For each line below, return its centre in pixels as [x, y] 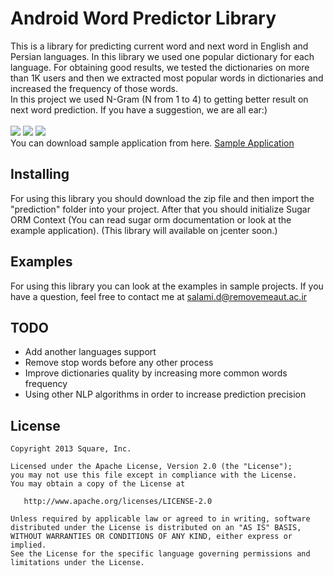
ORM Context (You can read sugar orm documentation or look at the [151, 219]
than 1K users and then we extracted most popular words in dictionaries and [167, 78]
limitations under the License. [77, 563]
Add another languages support [90, 352]
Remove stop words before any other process [119, 363]
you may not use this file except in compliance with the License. [154, 475]
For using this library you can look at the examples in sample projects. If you [167, 286]
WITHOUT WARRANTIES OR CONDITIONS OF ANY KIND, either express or [151, 537]
